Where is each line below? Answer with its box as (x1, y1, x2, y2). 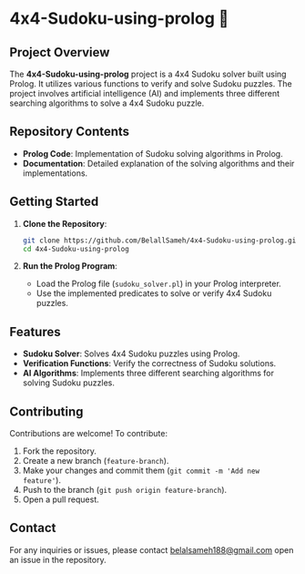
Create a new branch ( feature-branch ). (22, 456, 169, 466)
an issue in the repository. (9, 554, 107, 565)
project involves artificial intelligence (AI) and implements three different (9, 88, 280, 98)
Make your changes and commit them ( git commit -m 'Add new (22, 465, 260, 476)
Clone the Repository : (22, 218, 107, 229)
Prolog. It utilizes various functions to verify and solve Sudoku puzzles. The (9, 78, 293, 89)
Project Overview (9, 45, 110, 60)
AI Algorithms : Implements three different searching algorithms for (22, 368, 275, 379)
